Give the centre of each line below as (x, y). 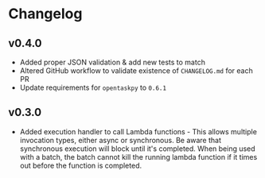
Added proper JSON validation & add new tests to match (112, 62)
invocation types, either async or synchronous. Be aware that (120, 140)
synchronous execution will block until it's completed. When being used (138, 149)
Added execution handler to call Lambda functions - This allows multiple (138, 131)
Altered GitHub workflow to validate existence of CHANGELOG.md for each (136, 71)
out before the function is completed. (80, 165)
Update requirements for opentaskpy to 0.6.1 (93, 87)
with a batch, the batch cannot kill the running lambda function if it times (138, 157)
